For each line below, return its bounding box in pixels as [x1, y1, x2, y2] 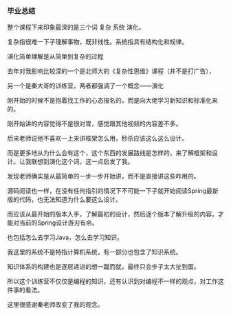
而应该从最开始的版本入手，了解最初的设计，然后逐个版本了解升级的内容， [7, 210, 218, 219]
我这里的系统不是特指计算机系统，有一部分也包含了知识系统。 [7, 248, 182, 256]
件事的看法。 [7, 286, 43, 294]
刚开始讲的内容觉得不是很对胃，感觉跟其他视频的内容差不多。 [7, 119, 182, 128]
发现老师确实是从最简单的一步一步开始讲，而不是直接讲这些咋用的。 [7, 172, 200, 181]
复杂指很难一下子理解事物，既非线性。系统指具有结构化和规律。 [7, 38, 188, 46]
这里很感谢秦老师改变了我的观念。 [7, 301, 104, 309]
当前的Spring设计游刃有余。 [19, 219, 98, 227]
